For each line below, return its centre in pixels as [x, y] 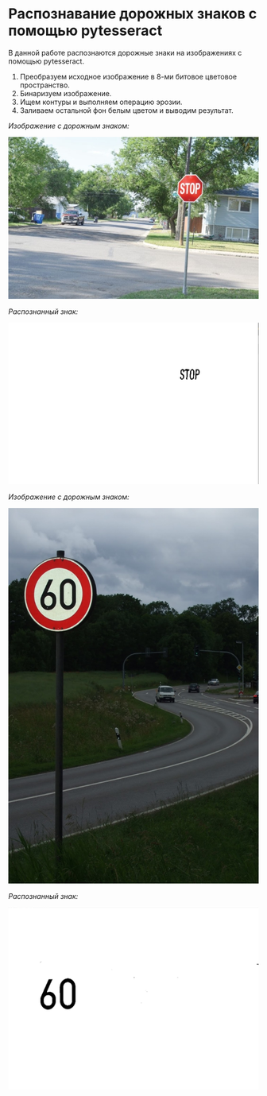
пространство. [44, 85]
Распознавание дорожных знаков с [133, 14]
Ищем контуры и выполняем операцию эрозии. [101, 102]
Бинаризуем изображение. [66, 93]
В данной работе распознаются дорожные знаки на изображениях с [125, 52]
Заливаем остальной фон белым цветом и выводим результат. [127, 110]
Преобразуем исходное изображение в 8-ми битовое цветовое [128, 76]
